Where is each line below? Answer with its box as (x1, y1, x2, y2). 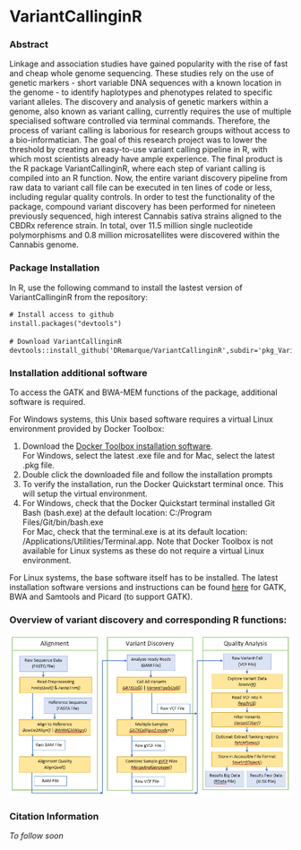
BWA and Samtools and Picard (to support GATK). (9, 591, 193, 602)
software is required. (9, 397, 86, 408)
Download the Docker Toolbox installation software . (21, 441, 213, 451)
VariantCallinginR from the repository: (9, 291, 148, 302)
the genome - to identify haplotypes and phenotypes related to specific (9, 87, 273, 98)
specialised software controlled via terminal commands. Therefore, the (9, 116, 271, 126)
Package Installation (9, 262, 100, 274)
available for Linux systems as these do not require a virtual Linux (21, 545, 264, 556)
